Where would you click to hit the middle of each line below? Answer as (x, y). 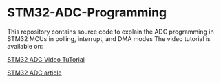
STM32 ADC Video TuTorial (46, 59)
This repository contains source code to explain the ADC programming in (111, 32)
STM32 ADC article (34, 73)
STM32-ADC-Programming (87, 13)
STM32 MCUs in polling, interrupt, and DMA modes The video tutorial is (109, 38)
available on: (25, 46)
